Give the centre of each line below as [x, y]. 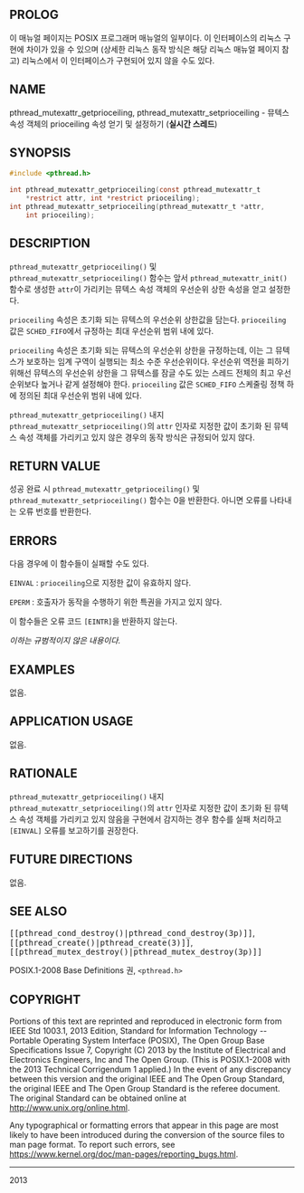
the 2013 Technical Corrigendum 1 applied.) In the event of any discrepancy [150, 1069]
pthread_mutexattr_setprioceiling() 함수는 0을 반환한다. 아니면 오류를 [139, 501]
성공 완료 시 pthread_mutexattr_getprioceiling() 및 [105, 489]
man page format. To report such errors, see [92, 1145]
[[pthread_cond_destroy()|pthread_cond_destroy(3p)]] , [132, 933]
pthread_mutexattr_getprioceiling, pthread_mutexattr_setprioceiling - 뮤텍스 [149, 112]
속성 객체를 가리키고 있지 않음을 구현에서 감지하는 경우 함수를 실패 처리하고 [150, 819]
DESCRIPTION [50, 243]
